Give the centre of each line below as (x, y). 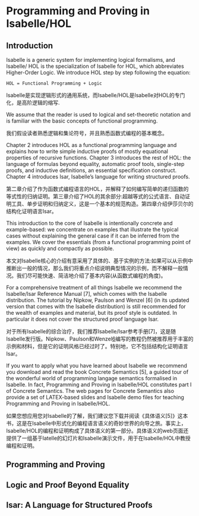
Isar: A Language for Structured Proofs (79, 505)
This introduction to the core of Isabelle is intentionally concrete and (90, 223)
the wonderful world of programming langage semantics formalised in (91, 378)
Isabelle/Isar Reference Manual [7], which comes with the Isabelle (87, 294)
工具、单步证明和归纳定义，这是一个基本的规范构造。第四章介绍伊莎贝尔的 (102, 204)
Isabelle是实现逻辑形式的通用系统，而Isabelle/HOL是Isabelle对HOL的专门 (96, 95)
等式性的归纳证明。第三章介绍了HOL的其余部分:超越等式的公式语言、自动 (96, 196)
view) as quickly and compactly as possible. (60, 248)
